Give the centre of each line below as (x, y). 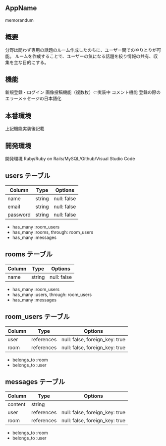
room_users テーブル (38, 317)
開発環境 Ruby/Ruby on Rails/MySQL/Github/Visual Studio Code (70, 159)
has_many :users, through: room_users (52, 295)
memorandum (19, 20)
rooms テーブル (29, 255)
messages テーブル (35, 382)
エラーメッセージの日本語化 (33, 98)
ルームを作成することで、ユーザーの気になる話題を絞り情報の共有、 (84, 56)
